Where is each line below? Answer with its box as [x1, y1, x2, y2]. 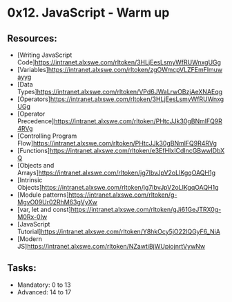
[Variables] [17, 66, 48, 73]
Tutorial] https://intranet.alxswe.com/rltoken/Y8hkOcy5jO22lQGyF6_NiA [17, 227, 221, 236]
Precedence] [17, 117, 55, 125]
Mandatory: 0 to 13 [17, 281, 71, 289]
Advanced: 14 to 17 [17, 287, 71, 296]
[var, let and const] [17, 206, 71, 213]
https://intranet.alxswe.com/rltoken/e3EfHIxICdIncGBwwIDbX [49, 147, 225, 154]
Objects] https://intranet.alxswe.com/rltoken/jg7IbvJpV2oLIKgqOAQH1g [17, 184, 219, 191]
